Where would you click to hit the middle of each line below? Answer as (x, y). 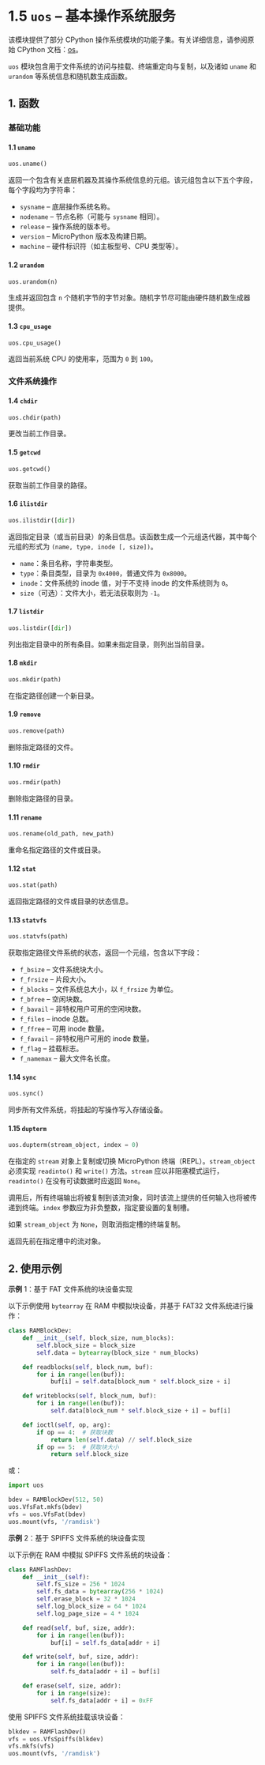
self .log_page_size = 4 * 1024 (88, 1613)
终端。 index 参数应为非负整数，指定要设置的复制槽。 (108, 1208)
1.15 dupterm (28, 1128)
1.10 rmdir (24, 766)
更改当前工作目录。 (39, 434)
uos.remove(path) (37, 731)
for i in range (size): (74, 1693)
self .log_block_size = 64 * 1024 (91, 1607)
